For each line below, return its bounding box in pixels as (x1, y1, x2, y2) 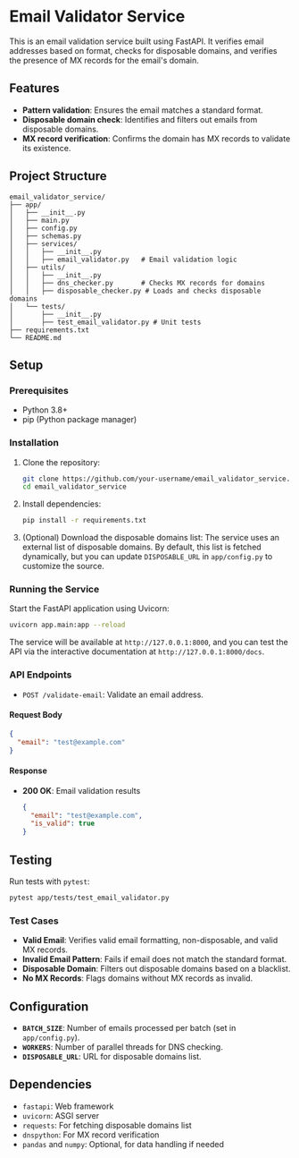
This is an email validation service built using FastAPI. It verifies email (9, 36, 265, 47)
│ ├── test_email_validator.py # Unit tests (9, 318, 202, 327)
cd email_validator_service (21, 482, 127, 491)
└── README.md (9, 333, 62, 342)
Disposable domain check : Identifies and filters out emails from (21, 114, 258, 124)
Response (9, 765, 47, 776)
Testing (9, 852, 53, 867)
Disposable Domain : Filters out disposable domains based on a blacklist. (21, 964, 291, 975)
